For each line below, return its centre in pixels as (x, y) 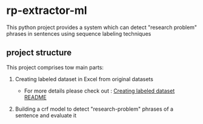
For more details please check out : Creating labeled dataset (99, 91)
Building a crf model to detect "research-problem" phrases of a (94, 109)
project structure (39, 53)
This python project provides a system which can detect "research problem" (102, 27)
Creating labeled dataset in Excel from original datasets (84, 79)
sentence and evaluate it (46, 115)
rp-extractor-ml (47, 11)
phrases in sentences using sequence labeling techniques (79, 33)
